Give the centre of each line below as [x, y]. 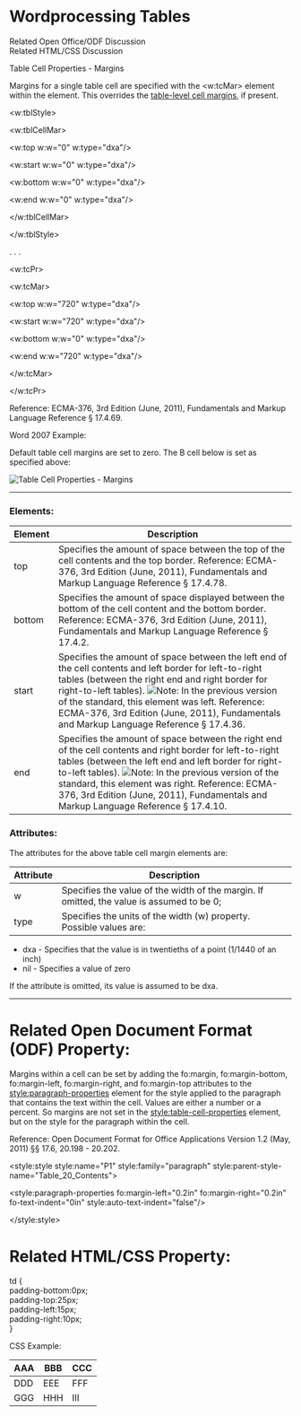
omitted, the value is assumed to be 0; [142, 901]
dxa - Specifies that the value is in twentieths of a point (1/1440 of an [149, 949]
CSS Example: [35, 1346]
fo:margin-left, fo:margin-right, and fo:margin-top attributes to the [131, 1084]
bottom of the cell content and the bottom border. [162, 609]
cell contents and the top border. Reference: [150, 561]
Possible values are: [103, 927]
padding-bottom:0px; [49, 1290]
